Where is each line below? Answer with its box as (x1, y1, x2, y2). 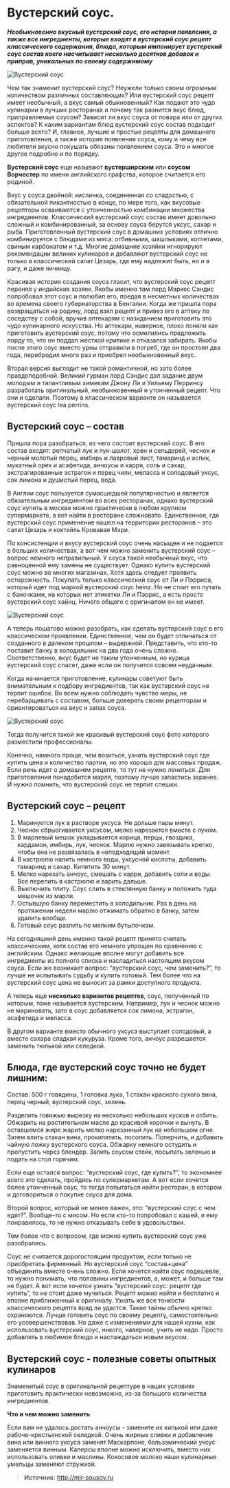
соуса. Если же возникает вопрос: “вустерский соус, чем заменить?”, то (7, 964, 221, 972)
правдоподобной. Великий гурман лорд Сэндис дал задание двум (7, 371, 203, 380)
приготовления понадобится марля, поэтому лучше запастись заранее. (7, 773, 219, 781)
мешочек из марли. (16, 891, 75, 900)
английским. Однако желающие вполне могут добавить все (7, 949, 184, 957)
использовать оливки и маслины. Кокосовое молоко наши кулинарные (7, 1453, 217, 1461)
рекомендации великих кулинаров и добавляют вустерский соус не (7, 249, 208, 258)
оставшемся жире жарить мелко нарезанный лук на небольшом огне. (7, 1125, 215, 1134)
